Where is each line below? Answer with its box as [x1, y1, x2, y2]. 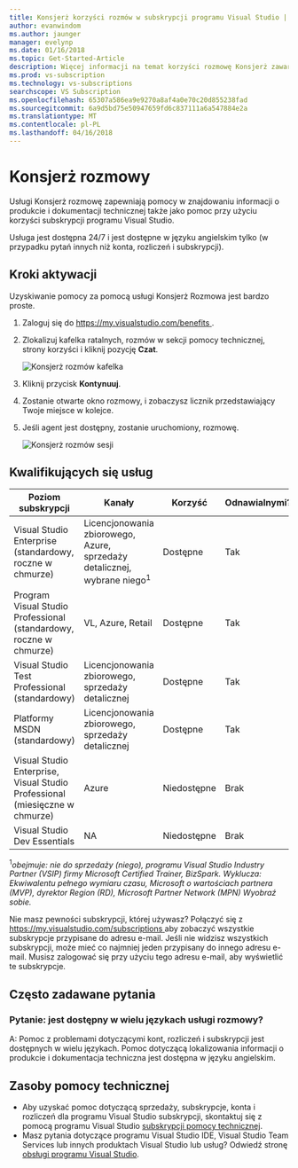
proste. [9, 300, 35, 310]
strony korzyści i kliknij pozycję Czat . [21, 343, 159, 355]
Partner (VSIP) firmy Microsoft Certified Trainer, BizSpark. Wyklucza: [9, 868, 262, 879]
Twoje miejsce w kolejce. [21, 404, 114, 415]
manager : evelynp [9, 37, 74, 47]
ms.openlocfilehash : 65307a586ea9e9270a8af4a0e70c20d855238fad [9, 95, 248, 105]
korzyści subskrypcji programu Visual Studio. [9, 215, 175, 225]
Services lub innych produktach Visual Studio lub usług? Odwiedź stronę [21, 1139, 288, 1149]
